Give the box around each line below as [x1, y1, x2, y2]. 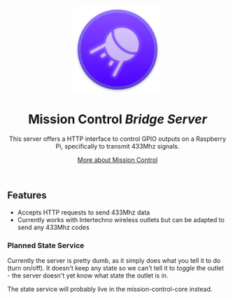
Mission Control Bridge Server [27, 111, 208, 128]
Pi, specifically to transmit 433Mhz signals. [55, 142, 180, 150]
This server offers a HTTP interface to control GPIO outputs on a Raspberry [9, 135, 226, 143]
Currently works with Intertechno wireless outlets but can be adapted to [17, 215, 225, 224]
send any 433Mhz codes [17, 223, 90, 231]
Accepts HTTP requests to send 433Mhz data [17, 208, 150, 217]
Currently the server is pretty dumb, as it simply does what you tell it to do [7, 257, 221, 265]
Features [7, 189, 47, 201]
